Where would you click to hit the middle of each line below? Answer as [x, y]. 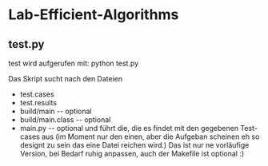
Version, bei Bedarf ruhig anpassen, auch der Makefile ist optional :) [132, 154]
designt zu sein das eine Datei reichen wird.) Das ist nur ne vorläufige [134, 145]
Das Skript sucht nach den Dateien [65, 79]
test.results [38, 103]
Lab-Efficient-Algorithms [94, 15]
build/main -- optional [56, 111]
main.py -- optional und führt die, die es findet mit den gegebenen [129, 128]
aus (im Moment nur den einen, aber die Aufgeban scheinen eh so [150, 136]
